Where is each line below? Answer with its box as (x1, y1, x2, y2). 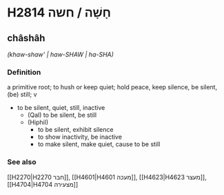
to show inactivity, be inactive (37, 133, 123, 141)
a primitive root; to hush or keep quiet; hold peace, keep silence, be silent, (7, 83, 218, 91)
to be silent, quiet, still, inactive (17, 104, 105, 112)
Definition (7, 67, 41, 77)
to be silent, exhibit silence (37, 126, 114, 134)
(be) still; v (7, 91, 37, 99)
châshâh (7, 32, 45, 44)
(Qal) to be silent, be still (27, 111, 97, 119)
